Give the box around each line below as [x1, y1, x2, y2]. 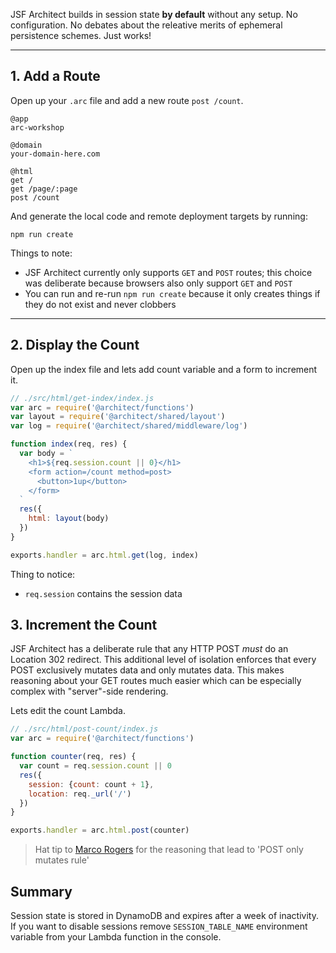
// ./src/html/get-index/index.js [10, 393, 155, 403]
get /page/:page [10, 184, 78, 194]
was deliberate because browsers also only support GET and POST [24, 277, 293, 289]
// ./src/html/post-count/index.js [10, 724, 159, 734]
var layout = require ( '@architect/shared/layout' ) [10, 412, 226, 422]
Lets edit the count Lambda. [10, 705, 126, 717]
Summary [10, 883, 73, 900]
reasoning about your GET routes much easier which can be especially [10, 675, 302, 687]
